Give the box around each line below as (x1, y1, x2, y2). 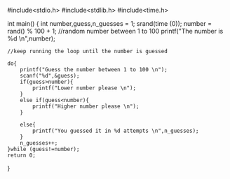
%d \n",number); (7, 34, 56, 43)
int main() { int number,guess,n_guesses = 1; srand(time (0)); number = (7, 20, 212, 27)
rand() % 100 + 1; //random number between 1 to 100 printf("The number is (7, 27, 224, 35)
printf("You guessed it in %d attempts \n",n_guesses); (32, 127, 199, 134)
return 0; (7, 152, 36, 159)
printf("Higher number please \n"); (32, 103, 140, 110)
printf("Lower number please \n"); (32, 85, 137, 92)
